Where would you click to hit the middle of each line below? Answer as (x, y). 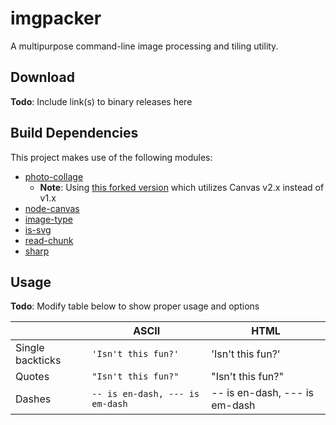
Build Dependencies (74, 133)
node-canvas (52, 208)
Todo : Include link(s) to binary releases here (101, 101)
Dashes (33, 399)
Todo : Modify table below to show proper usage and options (135, 306)
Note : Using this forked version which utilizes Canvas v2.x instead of (182, 187)
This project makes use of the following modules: (111, 157)
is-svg (38, 229)
